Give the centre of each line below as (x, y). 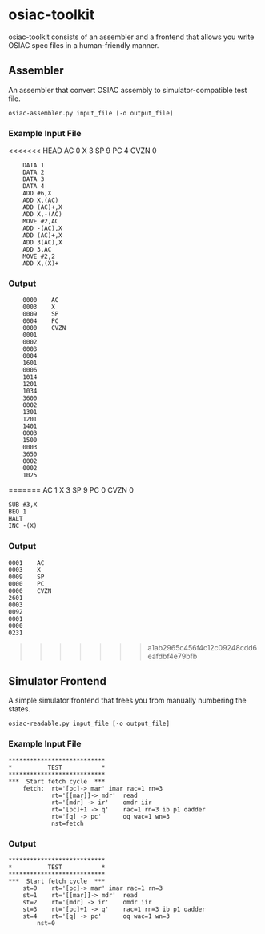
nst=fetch (67, 823)
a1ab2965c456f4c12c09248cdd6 (203, 647)
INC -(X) (23, 526)
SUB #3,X (23, 505)
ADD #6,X (37, 194)
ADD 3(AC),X (42, 243)
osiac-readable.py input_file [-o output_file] (89, 724)
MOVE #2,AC (41, 222)
